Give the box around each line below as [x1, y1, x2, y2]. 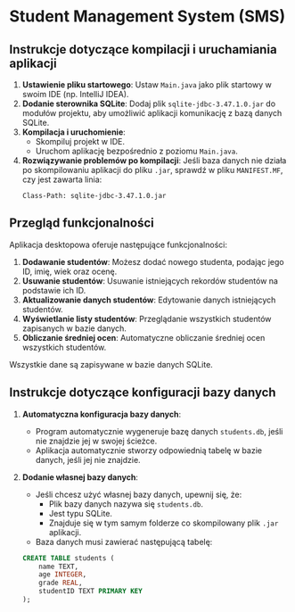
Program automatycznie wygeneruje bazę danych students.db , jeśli [35, 426, 283, 436]
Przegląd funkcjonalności [9, 216, 154, 231]
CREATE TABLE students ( [21, 553, 115, 563]
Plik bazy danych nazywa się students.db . [48, 498, 203, 509]
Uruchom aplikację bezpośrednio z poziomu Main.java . [35, 145, 238, 156]
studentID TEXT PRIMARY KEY [38, 587, 143, 596]
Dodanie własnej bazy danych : [21, 471, 138, 483]
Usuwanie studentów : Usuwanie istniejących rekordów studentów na [21, 275, 279, 286]
